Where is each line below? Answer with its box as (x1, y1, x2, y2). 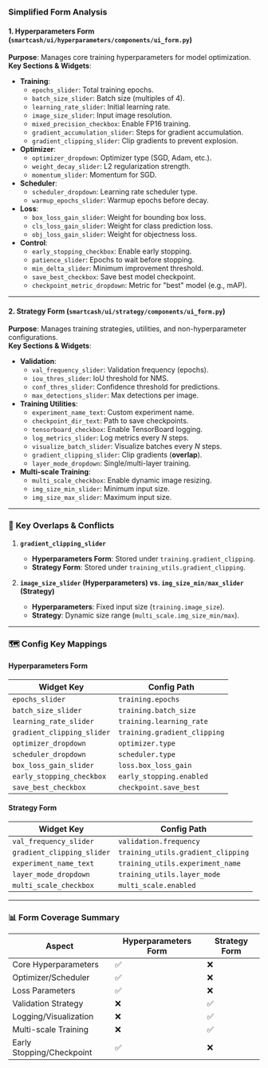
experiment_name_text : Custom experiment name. (31, 407, 195, 418)
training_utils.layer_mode (118, 870, 221, 878)
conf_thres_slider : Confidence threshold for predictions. (31, 382, 221, 392)
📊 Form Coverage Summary (8, 911, 120, 922)
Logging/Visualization (12, 1011, 94, 1022)
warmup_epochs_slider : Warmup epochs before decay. (31, 195, 209, 206)
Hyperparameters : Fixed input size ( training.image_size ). (31, 602, 225, 611)
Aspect (45, 941, 74, 952)
